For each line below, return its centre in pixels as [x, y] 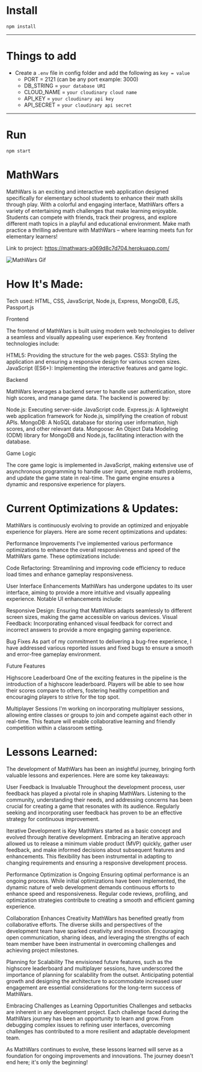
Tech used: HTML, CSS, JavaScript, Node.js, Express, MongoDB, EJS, [93, 301]
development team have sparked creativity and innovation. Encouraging [95, 931]
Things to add [41, 56]
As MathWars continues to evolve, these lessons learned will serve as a [95, 1049]
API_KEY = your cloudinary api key [69, 98]
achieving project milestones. [43, 950]
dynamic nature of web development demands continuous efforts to [90, 887]
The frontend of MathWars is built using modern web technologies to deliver [101, 331]
